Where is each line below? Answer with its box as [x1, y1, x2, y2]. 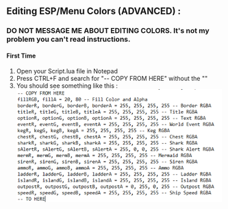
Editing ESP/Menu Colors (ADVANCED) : [6, 5, 181, 17]
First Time [6, 51, 36, 60]
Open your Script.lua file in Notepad [16, 66, 118, 75]
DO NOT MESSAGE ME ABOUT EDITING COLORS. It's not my [6, 26, 210, 36]
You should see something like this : [16, 82, 118, 90]
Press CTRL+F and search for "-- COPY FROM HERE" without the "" [16, 74, 208, 82]
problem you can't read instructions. [6, 34, 131, 44]
